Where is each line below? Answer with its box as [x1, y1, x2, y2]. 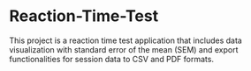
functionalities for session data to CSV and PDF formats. [9, 53, 215, 64]
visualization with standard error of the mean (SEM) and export [9, 44, 239, 54]
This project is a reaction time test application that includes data [9, 35, 243, 46]
